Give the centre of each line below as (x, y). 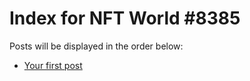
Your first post (53, 65)
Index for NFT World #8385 (125, 18)
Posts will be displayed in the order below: (96, 46)
